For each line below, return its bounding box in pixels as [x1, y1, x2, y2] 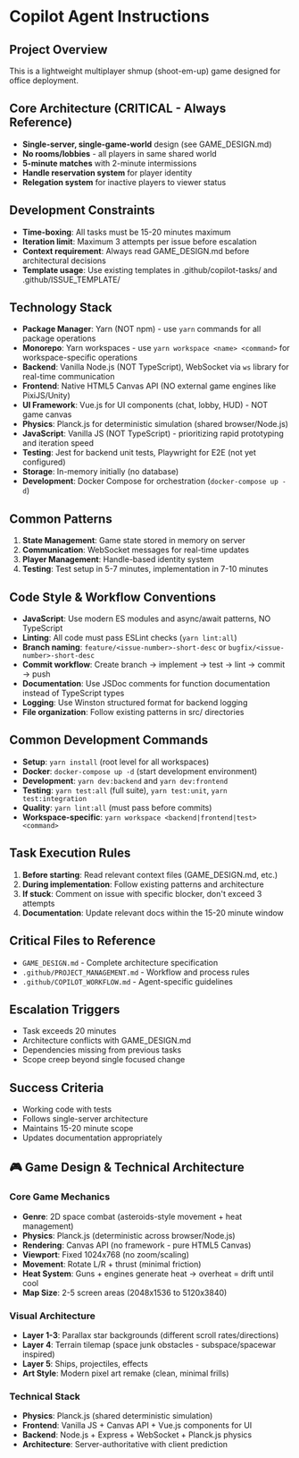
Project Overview [9, 42, 108, 57]
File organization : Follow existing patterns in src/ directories [21, 707, 245, 718]
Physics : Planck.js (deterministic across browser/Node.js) [21, 1230, 236, 1241]
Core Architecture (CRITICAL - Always [9, 101, 227, 116]
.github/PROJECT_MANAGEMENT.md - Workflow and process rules [21, 967, 250, 977]
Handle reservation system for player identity [21, 167, 193, 178]
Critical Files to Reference [9, 934, 156, 949]
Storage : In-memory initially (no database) [21, 466, 179, 477]
